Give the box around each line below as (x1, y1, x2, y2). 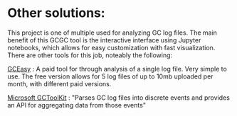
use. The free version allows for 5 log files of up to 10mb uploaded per (7, 72, 214, 81)
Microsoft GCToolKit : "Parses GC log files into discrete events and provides (7, 93, 230, 102)
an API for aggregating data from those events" (7, 100, 146, 109)
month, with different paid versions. (7, 79, 112, 88)
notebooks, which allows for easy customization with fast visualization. (7, 43, 216, 52)
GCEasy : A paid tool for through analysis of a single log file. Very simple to (7, 64, 228, 73)
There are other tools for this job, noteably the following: (7, 51, 173, 59)
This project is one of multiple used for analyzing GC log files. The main (7, 28, 217, 37)
